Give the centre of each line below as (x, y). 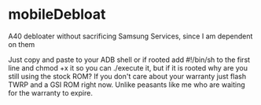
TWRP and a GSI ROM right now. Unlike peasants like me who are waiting (127, 85)
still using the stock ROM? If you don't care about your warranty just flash (127, 76)
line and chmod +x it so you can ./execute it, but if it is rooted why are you (128, 67)
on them (22, 44)
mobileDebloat (57, 14)
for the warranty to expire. (50, 92)
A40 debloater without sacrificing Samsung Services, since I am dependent (130, 36)
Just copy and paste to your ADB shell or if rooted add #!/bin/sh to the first (129, 60)
